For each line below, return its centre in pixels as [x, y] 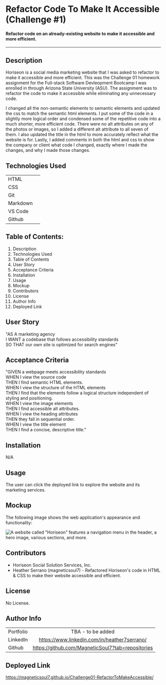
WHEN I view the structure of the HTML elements [56, 388]
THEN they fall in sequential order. [40, 419]
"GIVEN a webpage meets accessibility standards [56, 372]
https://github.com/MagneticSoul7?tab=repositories [93, 648]
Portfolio [18, 632]
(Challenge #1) [36, 20]
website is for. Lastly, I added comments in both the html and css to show [80, 140]
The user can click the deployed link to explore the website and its [73, 485]
